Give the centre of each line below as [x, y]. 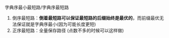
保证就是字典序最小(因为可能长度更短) [56, 24]
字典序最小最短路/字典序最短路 [37, 7]
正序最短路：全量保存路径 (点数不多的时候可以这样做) [68, 30]
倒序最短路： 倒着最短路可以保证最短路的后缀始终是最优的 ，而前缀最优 [86, 18]
